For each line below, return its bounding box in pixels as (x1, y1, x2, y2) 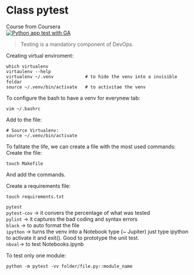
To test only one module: (6, 251, 66, 259)
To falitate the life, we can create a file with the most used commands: (6, 143, 176, 150)
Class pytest (6, 4, 69, 17)
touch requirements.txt (6, 194, 65, 200)
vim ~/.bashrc (6, 105, 41, 112)
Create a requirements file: (6, 182, 71, 189)
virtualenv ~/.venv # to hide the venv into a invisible (6, 74, 178, 79)
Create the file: (6, 149, 42, 156)
